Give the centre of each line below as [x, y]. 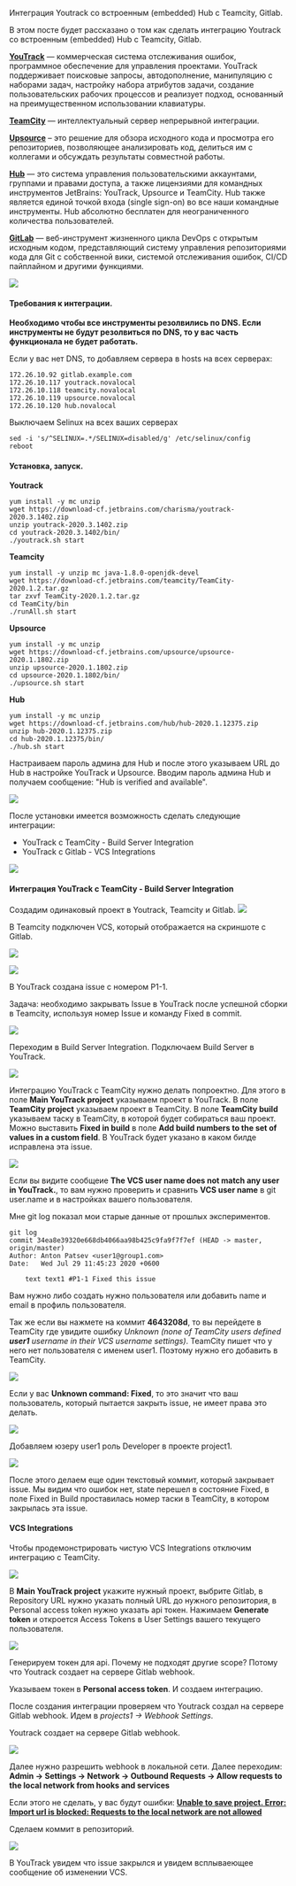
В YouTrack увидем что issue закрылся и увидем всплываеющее [131, 1862]
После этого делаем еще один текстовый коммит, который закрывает [142, 1480]
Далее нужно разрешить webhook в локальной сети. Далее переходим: [146, 1766]
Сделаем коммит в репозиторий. [72, 1828]
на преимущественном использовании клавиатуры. [107, 104]
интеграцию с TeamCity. [55, 1557]
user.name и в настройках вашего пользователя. [101, 1199]
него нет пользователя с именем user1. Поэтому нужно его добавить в [144, 1350]
